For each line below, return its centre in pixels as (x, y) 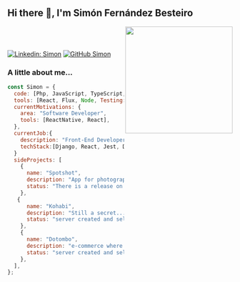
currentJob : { (33, 133)
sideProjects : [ (38, 160)
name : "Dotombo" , (52, 239)
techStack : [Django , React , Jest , (70, 147)
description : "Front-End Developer (73, 140)
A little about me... (40, 72)
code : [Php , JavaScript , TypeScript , (70, 93)
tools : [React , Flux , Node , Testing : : (124, 100)
